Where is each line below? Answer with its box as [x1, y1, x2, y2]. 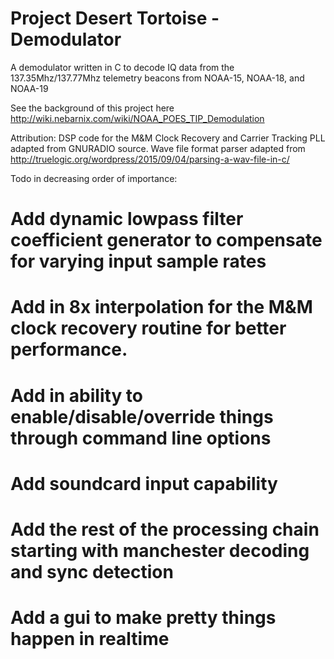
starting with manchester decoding [10, 539, 310, 562]
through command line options [10, 427, 272, 449]
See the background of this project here [10, 102, 175, 114]
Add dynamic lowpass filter [10, 208, 244, 231]
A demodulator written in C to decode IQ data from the [10, 61, 235, 73]
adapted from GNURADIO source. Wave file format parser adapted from [10, 142, 306, 154]
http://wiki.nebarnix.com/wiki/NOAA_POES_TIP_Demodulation [10, 112, 265, 124]
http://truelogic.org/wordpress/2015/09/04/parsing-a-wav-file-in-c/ [10, 153, 290, 165]
